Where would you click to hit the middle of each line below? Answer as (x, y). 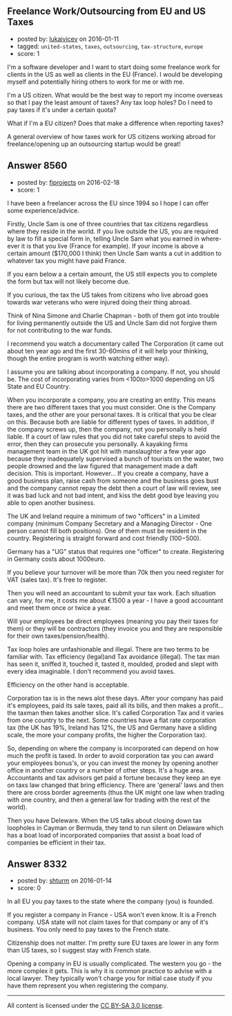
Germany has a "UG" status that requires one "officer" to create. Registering (116, 551)
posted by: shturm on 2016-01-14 (65, 880)
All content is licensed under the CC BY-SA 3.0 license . (86, 1006)
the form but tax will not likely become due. (69, 281)
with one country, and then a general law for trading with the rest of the (109, 800)
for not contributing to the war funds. (60, 330)
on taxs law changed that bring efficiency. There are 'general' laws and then (116, 785)
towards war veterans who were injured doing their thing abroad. (99, 302)
